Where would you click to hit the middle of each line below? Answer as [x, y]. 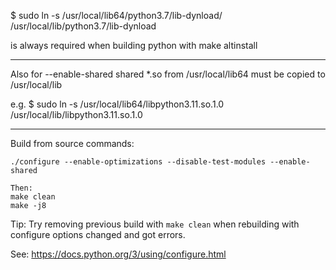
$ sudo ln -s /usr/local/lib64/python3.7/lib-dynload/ [116, 15]
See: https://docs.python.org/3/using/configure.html [118, 254]
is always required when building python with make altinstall [134, 45]
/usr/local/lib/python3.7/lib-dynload [83, 26]
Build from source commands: [72, 143]
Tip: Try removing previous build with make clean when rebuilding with [155, 224]
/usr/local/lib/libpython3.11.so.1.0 [76, 114]
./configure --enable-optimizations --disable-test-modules [138, 162]
